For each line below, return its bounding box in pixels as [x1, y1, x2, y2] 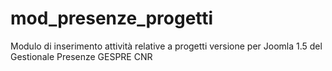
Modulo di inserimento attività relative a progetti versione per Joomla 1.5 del [10, 40, 323, 52]
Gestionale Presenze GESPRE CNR [10, 50, 153, 62]
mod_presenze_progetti [10, 7, 214, 30]
